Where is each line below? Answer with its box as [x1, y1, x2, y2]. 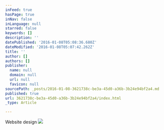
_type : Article [5, 100, 37, 105]
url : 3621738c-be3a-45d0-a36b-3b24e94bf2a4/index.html [5, 95, 122, 100]
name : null [9, 68, 32, 73]
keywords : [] [5, 30, 32, 35]
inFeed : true [5, 7, 32, 12]
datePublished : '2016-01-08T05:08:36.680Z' [5, 40, 97, 45]
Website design [5, 119, 37, 125]
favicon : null [9, 81, 39, 86]
